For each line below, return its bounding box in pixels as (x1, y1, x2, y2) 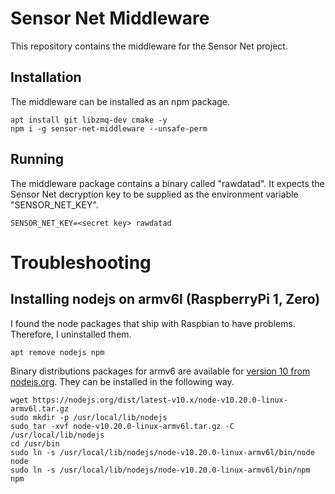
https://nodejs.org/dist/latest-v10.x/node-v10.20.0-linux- (32, 395, 288, 405)
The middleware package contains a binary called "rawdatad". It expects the (10, 177, 325, 189)
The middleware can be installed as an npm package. (10, 95, 231, 107)
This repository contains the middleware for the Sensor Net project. (10, 40, 288, 52)
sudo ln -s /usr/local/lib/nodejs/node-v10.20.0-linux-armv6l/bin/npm (10, 465, 311, 475)
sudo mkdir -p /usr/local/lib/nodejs (10, 412, 168, 422)
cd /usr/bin (10, 438, 60, 449)
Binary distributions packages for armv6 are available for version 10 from (10, 365, 311, 377)
